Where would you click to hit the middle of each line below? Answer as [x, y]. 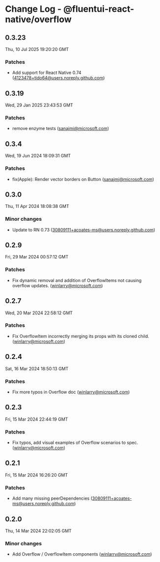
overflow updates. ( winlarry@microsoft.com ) [57, 285]
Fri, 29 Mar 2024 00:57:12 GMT [37, 257]
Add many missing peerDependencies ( [52, 498]
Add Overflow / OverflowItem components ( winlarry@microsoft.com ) [82, 554]
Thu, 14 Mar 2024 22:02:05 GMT [39, 531]
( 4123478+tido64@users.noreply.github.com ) [58, 78]
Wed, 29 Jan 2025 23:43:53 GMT [39, 105]
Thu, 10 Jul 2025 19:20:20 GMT [37, 49]
